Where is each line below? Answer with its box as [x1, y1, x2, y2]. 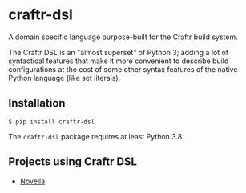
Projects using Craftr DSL [8, 155, 138, 169]
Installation [8, 96, 66, 110]
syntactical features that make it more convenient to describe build [8, 56, 229, 66]
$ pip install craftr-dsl [8, 118, 95, 126]
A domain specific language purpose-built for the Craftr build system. [8, 32, 238, 42]
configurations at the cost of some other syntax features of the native [8, 64, 238, 74]
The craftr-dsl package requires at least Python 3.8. [8, 131, 184, 141]
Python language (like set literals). [8, 73, 121, 82]
